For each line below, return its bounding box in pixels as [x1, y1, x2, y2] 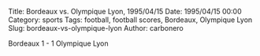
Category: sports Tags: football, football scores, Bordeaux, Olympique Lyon [8, 15, 253, 24]
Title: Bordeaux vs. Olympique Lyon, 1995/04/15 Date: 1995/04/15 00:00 [8, 7, 242, 16]
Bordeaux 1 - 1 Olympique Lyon [8, 39, 109, 48]
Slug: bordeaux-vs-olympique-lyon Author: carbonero [8, 24, 184, 32]
